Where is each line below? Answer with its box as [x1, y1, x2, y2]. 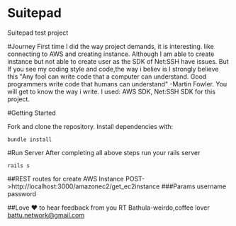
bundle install [7, 136, 52, 143]
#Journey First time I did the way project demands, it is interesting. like [7, 42, 214, 50]
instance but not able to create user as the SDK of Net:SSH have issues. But [7, 57, 229, 65]
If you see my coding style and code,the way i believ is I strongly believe [7, 64, 219, 73]
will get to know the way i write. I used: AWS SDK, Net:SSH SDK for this [7, 87, 216, 96]
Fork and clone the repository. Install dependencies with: [7, 122, 174, 130]
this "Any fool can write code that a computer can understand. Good [7, 72, 207, 81]
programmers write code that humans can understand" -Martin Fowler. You [7, 79, 227, 88]
